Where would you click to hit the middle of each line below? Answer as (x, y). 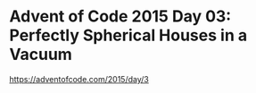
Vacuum (41, 55)
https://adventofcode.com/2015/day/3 (79, 79)
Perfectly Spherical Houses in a (128, 35)
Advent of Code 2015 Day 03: (120, 17)
